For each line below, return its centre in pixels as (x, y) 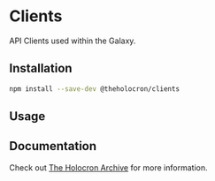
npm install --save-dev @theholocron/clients (94, 89)
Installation (41, 68)
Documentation (53, 146)
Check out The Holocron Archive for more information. (108, 167)
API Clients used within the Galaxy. (73, 41)
